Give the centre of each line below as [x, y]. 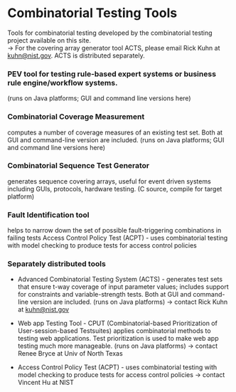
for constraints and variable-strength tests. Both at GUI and [104, 295]
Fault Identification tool [49, 215]
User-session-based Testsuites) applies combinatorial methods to [114, 331]
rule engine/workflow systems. [63, 83]
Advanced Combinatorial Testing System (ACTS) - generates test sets [120, 280]
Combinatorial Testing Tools [92, 13]
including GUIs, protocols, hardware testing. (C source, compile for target [115, 189]
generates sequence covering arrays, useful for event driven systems [109, 181]
